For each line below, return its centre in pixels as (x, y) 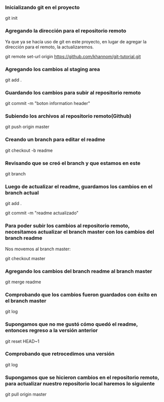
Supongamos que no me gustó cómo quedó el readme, (72, 324)
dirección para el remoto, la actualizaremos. (50, 47)
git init (12, 18)
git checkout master (25, 258)
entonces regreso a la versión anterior (52, 331)
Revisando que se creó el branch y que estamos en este (73, 163)
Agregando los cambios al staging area (53, 69)
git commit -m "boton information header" (48, 103)
